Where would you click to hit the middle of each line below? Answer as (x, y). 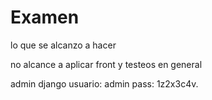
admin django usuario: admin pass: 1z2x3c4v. (104, 83)
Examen (45, 17)
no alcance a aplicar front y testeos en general (106, 64)
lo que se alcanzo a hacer (63, 45)
